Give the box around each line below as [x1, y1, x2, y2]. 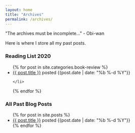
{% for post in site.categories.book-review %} [12, 64, 108, 70]
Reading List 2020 [5, 53, 51, 60]
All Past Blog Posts [5, 100, 52, 107]
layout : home [5, 7, 33, 13]
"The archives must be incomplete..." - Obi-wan [5, 31, 105, 37]
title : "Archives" [5, 12, 44, 17]
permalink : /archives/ [5, 17, 53, 22]
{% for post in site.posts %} [12, 111, 71, 118]
